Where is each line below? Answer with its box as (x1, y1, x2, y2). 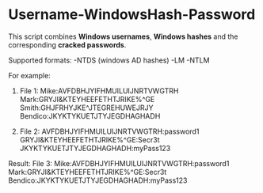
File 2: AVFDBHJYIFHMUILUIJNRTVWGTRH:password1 (19, 127, 200, 136)
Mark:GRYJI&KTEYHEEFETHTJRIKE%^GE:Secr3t (8, 167, 167, 176)
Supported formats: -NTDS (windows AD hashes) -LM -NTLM (8, 55, 210, 65)
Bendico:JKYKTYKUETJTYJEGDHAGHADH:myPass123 (8, 176, 188, 185)
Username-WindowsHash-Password (8, 6, 256, 24)
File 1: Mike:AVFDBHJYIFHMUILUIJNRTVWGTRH (19, 85, 179, 96)
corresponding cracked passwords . (8, 40, 127, 49)
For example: (8, 70, 51, 80)
